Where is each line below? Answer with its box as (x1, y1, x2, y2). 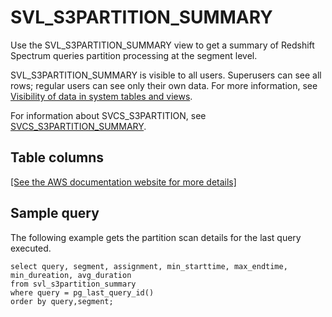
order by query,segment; (10, 296, 114, 306)
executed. (10, 242, 52, 254)
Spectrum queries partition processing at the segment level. (10, 49, 258, 61)
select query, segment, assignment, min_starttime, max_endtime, (10, 261, 288, 271)
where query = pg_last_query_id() (10, 287, 155, 298)
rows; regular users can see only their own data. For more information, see (10, 79, 318, 91)
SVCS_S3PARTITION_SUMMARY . (10, 120, 147, 132)
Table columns (10, 149, 105, 166)
